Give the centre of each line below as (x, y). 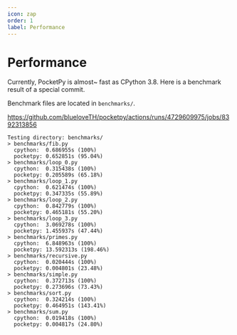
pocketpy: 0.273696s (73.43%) (58, 287)
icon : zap (22, 14)
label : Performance (36, 27)
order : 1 (20, 21)
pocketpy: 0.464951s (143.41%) (60, 306)
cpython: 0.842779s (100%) (56, 206)
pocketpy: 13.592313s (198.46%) (62, 250)
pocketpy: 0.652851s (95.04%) (58, 156)
